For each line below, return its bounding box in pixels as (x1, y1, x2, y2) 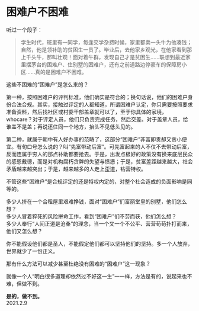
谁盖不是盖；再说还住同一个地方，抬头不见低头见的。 (6, 123, 136, 130)
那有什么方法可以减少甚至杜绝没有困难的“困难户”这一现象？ (6, 260, 151, 267)
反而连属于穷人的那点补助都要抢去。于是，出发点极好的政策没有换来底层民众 (6, 150, 193, 158)
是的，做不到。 (6, 293, 43, 300)
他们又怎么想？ (6, 227, 43, 235)
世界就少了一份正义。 (6, 247, 58, 255)
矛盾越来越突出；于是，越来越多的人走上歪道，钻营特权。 (6, 165, 146, 172)
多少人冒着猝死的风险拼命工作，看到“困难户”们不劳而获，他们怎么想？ (6, 213, 177, 220)
